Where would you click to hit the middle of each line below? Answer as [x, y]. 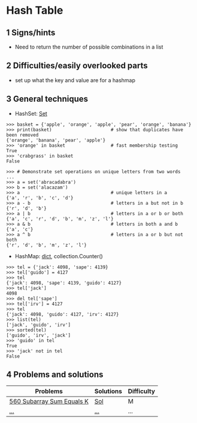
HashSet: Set [31, 113]
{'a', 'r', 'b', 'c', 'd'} [40, 198]
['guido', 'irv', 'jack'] [38, 335]
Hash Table [35, 10]
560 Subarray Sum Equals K [49, 401]
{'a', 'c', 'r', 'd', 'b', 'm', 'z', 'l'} [60, 219]
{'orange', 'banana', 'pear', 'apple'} [56, 140]
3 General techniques [47, 99]
